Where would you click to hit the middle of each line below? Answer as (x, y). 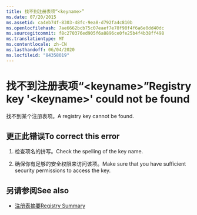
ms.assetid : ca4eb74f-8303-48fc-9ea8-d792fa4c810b (69, 22)
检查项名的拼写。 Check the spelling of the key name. (79, 152)
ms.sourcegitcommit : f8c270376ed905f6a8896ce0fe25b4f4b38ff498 (85, 33)
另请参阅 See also (38, 191)
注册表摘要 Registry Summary (50, 206)
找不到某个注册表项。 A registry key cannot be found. (70, 116)
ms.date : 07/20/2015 (31, 17)
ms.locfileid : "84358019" (38, 55)
